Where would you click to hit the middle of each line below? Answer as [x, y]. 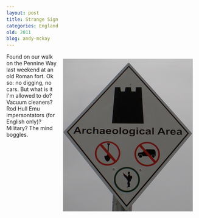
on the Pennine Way [31, 64]
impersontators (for [31, 115]
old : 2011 [19, 32]
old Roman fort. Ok [30, 76]
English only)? [24, 122]
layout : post [23, 13]
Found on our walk [30, 57]
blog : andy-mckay [28, 39]
